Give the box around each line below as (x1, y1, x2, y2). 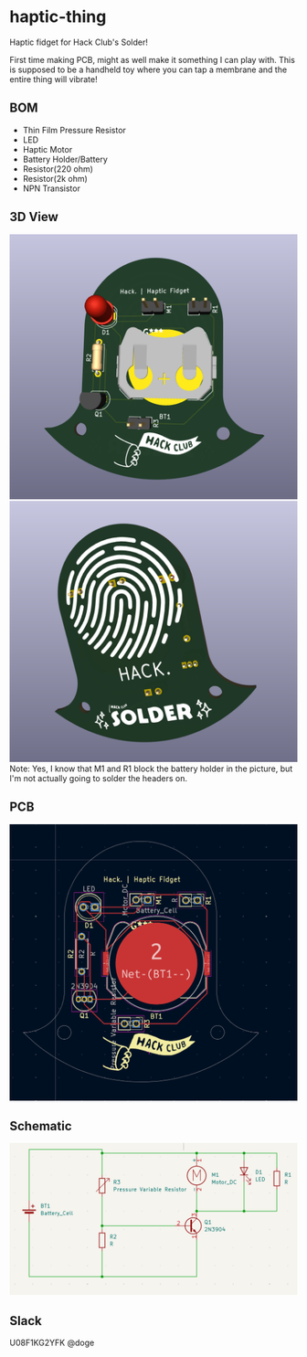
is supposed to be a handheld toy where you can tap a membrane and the (9, 64, 288, 75)
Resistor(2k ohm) (22, 173, 89, 184)
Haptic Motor (22, 143, 73, 154)
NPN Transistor (22, 183, 80, 194)
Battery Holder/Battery (22, 154, 108, 164)
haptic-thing (9, 6, 107, 27)
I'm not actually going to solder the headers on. (9, 772, 188, 783)
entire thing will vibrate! (9, 73, 98, 84)
